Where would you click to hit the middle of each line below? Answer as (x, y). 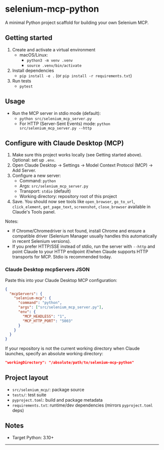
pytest (26, 86)
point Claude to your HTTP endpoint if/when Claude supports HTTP (80, 252)
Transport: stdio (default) (45, 191)
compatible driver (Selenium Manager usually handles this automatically (84, 236)
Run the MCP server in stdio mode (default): (56, 113)
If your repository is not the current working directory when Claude (72, 348)
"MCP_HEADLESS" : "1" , (45, 316)
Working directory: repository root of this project (68, 196)
